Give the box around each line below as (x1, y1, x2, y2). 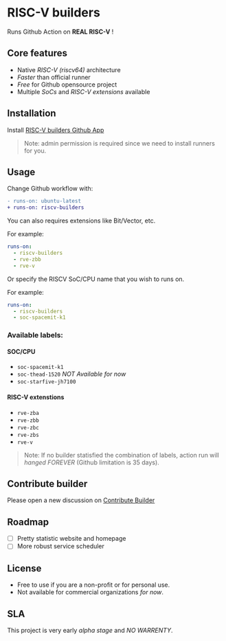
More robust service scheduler (16, 542, 105, 550)
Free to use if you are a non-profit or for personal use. (16, 581, 170, 589)
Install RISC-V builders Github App (7, 126, 104, 134)
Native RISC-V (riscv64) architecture (16, 65, 122, 74)
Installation (7, 108, 56, 120)
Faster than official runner (16, 73, 91, 81)
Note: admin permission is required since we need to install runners (23, 139, 215, 147)
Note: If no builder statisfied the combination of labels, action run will (23, 451, 220, 459)
